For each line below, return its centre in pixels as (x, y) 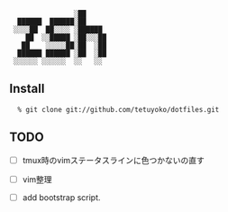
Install (27, 89)
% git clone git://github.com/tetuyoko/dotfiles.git (119, 109)
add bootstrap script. (61, 197)
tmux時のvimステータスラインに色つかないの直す (114, 160)
